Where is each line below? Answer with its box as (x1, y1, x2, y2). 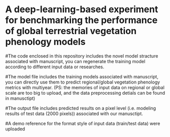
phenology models (5, 36, 86, 48)
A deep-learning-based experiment (5, 4, 158, 15)
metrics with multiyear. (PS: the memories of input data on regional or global (5, 84, 165, 90)
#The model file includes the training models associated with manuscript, (5, 73, 159, 79)
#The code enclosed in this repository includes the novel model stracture (5, 52, 158, 59)
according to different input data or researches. (5, 64, 105, 70)
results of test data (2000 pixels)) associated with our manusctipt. (5, 111, 143, 117)
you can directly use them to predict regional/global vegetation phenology (5, 79, 160, 85)
